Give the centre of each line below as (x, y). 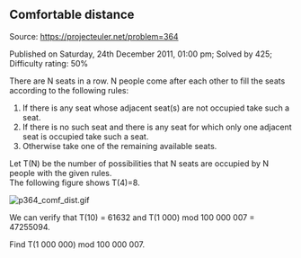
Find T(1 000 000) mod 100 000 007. (77, 244)
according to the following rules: (69, 90)
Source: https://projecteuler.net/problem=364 (94, 36)
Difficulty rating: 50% (49, 63)
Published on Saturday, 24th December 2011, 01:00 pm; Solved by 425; (141, 54)
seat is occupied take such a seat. (85, 136)
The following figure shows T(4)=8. (75, 182)
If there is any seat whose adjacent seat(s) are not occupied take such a (156, 108)
